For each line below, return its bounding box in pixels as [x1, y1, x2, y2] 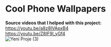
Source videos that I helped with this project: [5, 20, 102, 26]
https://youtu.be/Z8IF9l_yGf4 [5, 30, 65, 36]
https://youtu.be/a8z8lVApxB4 [5, 25, 69, 31]
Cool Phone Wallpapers [5, 3, 106, 15]
